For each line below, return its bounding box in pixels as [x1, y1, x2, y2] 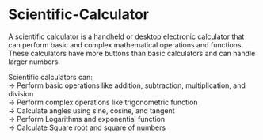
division [8, 89, 34, 98]
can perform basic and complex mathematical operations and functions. [8, 40, 244, 49]
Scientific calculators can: [8, 72, 93, 81]
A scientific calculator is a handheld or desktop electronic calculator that [8, 32, 245, 41]
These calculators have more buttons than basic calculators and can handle [8, 48, 256, 58]
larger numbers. [8, 57, 61, 66]
